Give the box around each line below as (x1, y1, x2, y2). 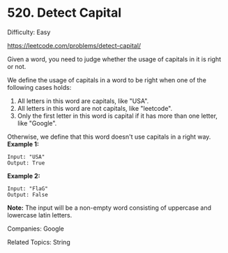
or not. (7, 62, 26, 70)
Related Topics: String (7, 238, 71, 246)
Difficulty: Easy (7, 28, 51, 36)
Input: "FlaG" (7, 185, 49, 192)
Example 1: (7, 139, 40, 148)
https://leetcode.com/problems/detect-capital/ (7, 41, 142, 49)
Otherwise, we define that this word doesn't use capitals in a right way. (7, 132, 211, 141)
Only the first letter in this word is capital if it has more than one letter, (17, 112, 218, 120)
